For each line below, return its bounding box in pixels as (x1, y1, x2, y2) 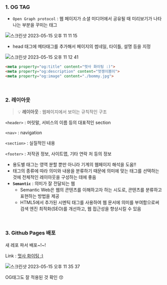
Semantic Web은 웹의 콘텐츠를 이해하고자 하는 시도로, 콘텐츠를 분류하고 (20, 187, 162, 193)
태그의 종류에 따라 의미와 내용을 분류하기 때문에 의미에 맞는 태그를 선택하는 (12, 168, 160, 174)
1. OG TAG (5, 4, 30, 11)
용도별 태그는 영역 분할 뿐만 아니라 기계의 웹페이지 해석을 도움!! (12, 162, 137, 168)
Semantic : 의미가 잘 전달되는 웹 (12, 180, 75, 186)
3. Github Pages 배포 (5, 229, 56, 236)
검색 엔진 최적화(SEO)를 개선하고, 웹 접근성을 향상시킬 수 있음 (20, 206, 141, 212)
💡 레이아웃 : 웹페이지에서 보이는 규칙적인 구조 (17, 109, 107, 115)
